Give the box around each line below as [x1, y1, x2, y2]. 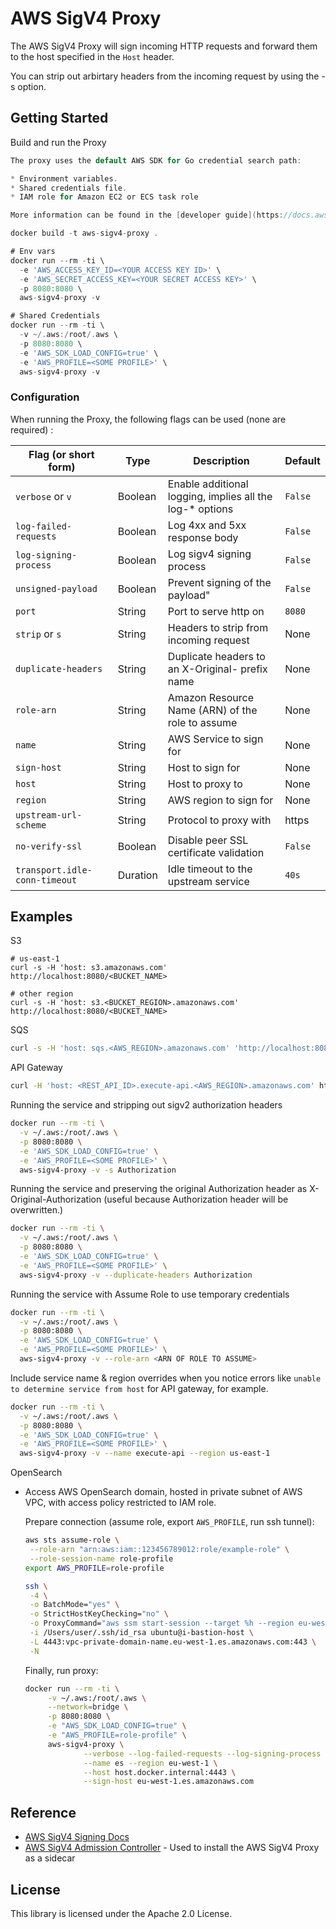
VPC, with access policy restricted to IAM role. [24, 1497, 217, 1509]
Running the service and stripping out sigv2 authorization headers [10, 1099, 283, 1111]
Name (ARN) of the [167, 703, 258, 717]
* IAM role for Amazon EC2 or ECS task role [10, 192, 199, 202]
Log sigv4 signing [167, 547, 252, 561]
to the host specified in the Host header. [10, 50, 175, 62]
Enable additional [167, 477, 249, 491]
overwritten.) [10, 1204, 64, 1216]
